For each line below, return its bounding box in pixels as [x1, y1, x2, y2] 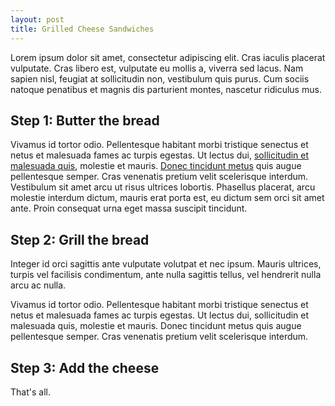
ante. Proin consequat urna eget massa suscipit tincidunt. [10, 202, 248, 215]
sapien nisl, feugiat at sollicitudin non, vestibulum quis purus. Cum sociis [10, 72, 310, 85]
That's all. [10, 386, 51, 398]
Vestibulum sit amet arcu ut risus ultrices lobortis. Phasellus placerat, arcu [10, 181, 316, 193]
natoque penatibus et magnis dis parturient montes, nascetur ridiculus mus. [10, 83, 322, 95]
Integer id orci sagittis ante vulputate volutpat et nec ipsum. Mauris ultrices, [10, 258, 322, 270]
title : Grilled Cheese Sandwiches [10, 24, 155, 34]
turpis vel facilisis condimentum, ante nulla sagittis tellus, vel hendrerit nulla [10, 269, 322, 281]
